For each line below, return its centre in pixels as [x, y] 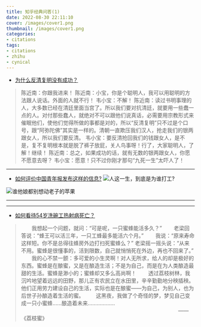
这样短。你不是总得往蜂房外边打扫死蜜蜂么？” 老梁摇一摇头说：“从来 [105, 243]
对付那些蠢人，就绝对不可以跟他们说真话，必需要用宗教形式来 [118, 115]
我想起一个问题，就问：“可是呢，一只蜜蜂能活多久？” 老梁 [108, 228]
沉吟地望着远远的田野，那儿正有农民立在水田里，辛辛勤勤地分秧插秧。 [107, 280]
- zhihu [16, 56]
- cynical [19, 62]
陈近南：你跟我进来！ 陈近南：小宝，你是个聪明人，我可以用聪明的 [103, 92]
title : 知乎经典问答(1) [33, 12]
